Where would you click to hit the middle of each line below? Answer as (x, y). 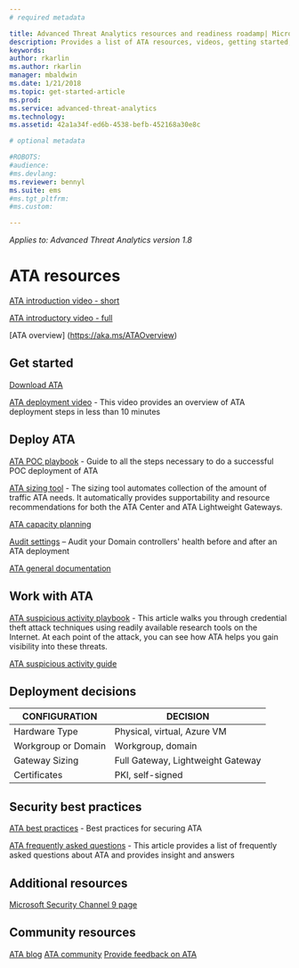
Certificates (38, 775)
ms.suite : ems (36, 190)
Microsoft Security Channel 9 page (73, 904)
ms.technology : (37, 117)
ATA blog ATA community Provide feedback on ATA (103, 954)
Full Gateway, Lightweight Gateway (188, 761)
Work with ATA (51, 596)
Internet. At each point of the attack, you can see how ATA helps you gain (144, 637)
